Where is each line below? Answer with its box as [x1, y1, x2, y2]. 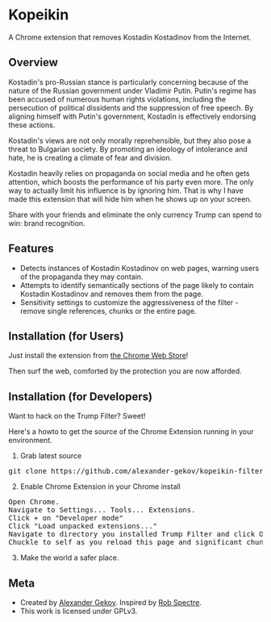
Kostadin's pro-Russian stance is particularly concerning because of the [8, 77, 248, 86]
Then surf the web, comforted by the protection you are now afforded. [8, 366, 242, 376]
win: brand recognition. [8, 218, 86, 228]
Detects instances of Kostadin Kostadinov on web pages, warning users [19, 263, 260, 273]
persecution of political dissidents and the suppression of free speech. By [8, 102, 254, 112]
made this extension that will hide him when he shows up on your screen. [8, 194, 252, 203]
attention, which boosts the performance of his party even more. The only [8, 177, 254, 186]
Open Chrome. [8, 498, 60, 507]
